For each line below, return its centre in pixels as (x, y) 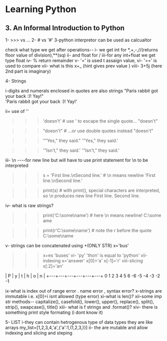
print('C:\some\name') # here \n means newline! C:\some (102, 215)
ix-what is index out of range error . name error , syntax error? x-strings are (84, 291)
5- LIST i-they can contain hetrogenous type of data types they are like (79, 322)
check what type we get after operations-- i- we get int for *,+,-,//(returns (81, 50)
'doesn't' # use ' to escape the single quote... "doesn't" (100, 121)
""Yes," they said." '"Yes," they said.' (80, 140)
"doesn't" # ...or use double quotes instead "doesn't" (98, 131)
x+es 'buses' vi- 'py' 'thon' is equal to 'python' (91, 255)
